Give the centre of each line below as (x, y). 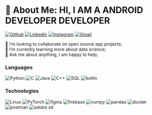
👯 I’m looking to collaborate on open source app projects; (64, 44)
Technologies (22, 91)
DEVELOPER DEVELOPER (58, 21)
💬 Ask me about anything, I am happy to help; (52, 55)
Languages (19, 67)
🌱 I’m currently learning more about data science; (56, 49)
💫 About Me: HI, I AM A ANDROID (74, 10)
